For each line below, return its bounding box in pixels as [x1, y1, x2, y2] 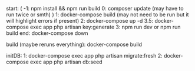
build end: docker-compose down [6, 30, 88, 37]
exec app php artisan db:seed [30, 58, 103, 65]
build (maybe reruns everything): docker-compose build [6, 41, 143, 48]
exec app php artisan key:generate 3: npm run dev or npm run [30, 23, 181, 30]
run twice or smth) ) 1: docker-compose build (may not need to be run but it [6, 11, 189, 18]
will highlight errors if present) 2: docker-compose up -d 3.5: [6, 17, 154, 24]
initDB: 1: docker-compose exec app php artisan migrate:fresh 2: [6, 52, 163, 59]
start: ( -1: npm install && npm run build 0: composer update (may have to [6, 5, 184, 12]
